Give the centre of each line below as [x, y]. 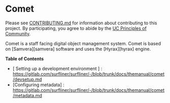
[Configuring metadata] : [38, 85]
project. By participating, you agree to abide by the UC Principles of [76, 28]
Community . [18, 33]
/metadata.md [27, 95]
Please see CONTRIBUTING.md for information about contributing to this [81, 23]
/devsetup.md [27, 79]
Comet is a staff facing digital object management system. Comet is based [83, 43]
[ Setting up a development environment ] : [57, 68]
